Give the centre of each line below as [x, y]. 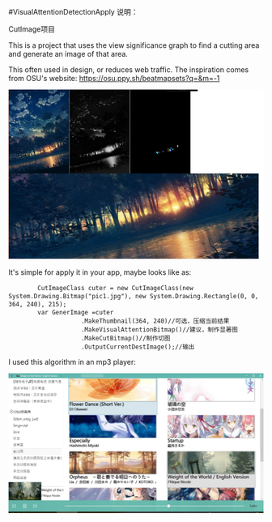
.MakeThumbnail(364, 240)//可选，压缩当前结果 [155, 321]
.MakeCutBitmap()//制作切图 [125, 339]
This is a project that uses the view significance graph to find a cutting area [134, 45]
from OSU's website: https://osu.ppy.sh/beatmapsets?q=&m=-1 [114, 78]
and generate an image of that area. [68, 54]
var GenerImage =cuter [76, 313]
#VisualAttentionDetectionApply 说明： [73, 12]
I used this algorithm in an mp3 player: [72, 362]
